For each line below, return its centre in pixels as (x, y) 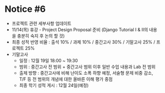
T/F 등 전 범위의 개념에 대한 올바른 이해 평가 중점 (66, 79)
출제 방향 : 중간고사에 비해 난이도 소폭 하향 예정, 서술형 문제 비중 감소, (86, 73)
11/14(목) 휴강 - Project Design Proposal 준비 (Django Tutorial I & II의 (80, 29)
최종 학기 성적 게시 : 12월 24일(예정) (54, 85)
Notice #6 (25, 9)
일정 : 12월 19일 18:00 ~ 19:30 (48, 60)
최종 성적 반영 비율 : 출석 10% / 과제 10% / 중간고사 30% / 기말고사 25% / (83, 42)
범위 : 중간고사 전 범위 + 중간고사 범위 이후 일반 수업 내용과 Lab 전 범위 (87, 67)
